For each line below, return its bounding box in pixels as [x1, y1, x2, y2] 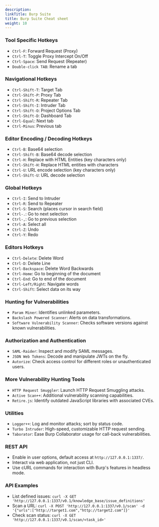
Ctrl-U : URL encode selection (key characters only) [12, 167, 116, 173]
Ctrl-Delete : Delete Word [12, 255, 64, 261]
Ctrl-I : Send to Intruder [12, 196, 61, 202]
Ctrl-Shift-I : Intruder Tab [12, 102, 66, 108]
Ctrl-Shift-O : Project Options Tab [12, 107, 81, 113]
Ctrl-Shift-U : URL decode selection [12, 172, 85, 178]
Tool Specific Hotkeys [5, 37, 58, 44]
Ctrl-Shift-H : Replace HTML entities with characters [12, 162, 119, 168]
